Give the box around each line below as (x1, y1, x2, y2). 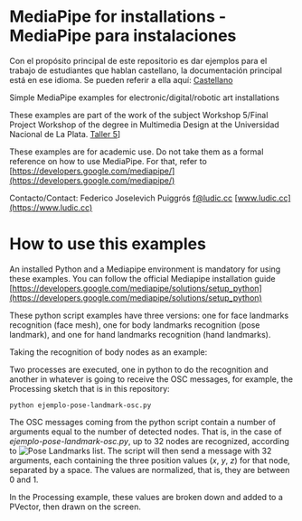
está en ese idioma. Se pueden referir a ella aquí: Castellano (9, 74, 233, 85)
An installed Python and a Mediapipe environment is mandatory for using (9, 264, 281, 274)
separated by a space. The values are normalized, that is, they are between (9, 464, 290, 475)
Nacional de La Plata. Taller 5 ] (9, 128, 121, 139)
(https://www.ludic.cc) (9, 201, 93, 213)
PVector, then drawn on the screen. (9, 501, 142, 512)
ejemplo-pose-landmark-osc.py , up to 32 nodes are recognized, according (9, 435, 289, 446)
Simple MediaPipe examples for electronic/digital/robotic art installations (9, 92, 280, 103)
